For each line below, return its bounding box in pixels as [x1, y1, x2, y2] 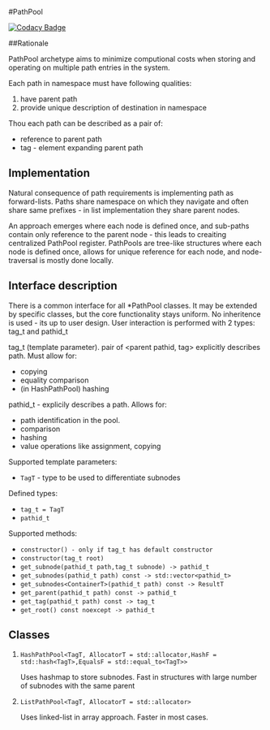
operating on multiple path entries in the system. [8, 63, 170, 72]
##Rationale [8, 38, 49, 48]
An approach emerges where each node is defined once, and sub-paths [8, 221, 250, 231]
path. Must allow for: [8, 351, 77, 361]
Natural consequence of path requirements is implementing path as [8, 188, 234, 197]
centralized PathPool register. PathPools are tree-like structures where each [8, 238, 262, 248]
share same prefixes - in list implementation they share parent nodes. [8, 205, 241, 214]
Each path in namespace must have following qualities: [8, 79, 192, 88]
